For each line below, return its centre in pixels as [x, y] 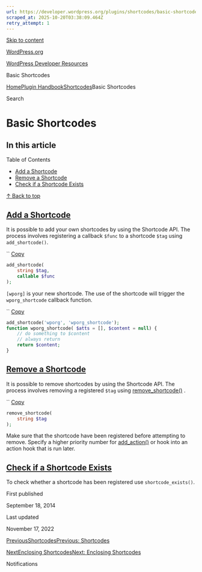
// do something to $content [54, 334]
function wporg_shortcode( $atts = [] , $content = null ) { [82, 328]
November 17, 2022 [30, 529]
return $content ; [39, 345]
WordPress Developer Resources [47, 63]
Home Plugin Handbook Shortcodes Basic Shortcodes [71, 87]
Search [15, 99]
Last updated [23, 517]
